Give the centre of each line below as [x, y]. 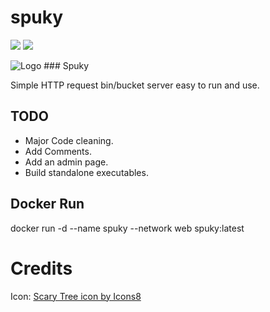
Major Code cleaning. [69, 140]
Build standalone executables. [86, 172]
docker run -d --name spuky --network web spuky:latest [127, 228]
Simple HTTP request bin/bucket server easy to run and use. [135, 85]
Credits [41, 268]
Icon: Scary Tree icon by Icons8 [76, 296]
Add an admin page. [66, 162]
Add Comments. [58, 151]
